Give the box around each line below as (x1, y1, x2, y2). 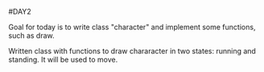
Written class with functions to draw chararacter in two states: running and (8, 46, 256, 55)
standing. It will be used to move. (8, 55, 118, 64)
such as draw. (8, 31, 55, 40)
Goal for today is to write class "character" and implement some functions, (8, 22, 256, 31)
